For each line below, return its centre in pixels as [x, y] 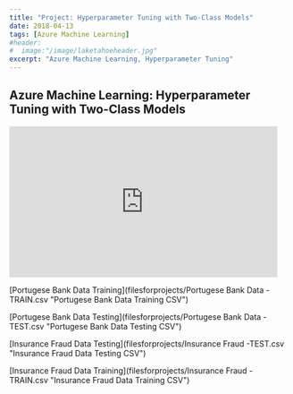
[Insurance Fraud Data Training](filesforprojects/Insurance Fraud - [131, 370]
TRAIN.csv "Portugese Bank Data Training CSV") [99, 299]
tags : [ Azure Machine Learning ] [69, 34]
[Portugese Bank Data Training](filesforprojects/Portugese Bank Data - [139, 290]
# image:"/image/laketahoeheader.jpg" [84, 51]
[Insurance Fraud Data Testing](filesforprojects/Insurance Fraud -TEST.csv [147, 343]
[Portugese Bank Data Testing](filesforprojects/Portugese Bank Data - [138, 317]
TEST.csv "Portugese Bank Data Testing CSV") [96, 326]
